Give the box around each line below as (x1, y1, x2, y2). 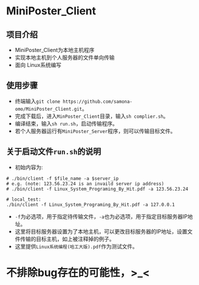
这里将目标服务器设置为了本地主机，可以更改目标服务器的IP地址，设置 (14, 228, 188, 235)
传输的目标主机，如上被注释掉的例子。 (20, 235, 115, 243)
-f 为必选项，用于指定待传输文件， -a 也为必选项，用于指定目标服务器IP (14, 213, 188, 220)
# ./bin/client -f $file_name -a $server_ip (6, 175, 119, 182)
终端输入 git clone (14, 97, 61, 105)
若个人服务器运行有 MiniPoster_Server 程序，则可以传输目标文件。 (14, 127, 176, 134)
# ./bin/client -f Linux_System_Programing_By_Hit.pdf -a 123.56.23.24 (6, 186, 188, 192)
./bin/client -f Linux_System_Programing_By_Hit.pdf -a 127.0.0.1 (6, 201, 175, 207)
